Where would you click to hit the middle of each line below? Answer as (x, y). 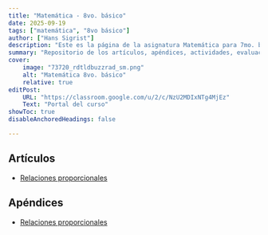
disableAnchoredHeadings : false (62, 119)
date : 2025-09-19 (37, 23)
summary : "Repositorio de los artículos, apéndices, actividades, (121, 53)
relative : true (48, 82)
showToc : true (32, 112)
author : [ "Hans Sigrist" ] (51, 38)
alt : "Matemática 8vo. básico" (75, 75)
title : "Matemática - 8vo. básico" (67, 16)
